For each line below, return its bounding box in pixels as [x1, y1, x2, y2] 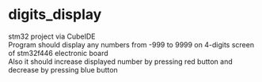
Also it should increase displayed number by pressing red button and [8, 57, 233, 66]
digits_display [8, 6, 102, 24]
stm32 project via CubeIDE [8, 32, 97, 41]
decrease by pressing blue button [8, 65, 119, 74]
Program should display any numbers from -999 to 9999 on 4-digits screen [8, 39, 255, 49]
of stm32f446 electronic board [8, 48, 108, 58]
